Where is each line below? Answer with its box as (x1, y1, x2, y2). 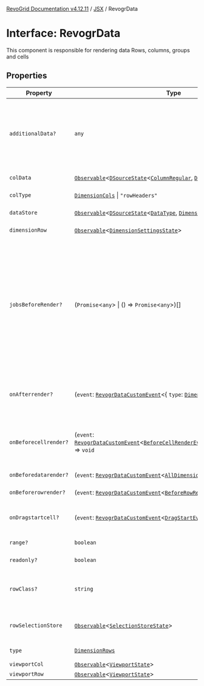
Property (25, 88, 53, 97)
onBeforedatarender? (9, 471, 69, 478)
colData (9, 174, 32, 181)
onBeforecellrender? (9, 438, 69, 446)
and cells (6, 53, 29, 60)
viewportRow (9, 670, 44, 677)
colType (9, 192, 32, 198)
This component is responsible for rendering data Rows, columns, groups (6, 46, 190, 54)
